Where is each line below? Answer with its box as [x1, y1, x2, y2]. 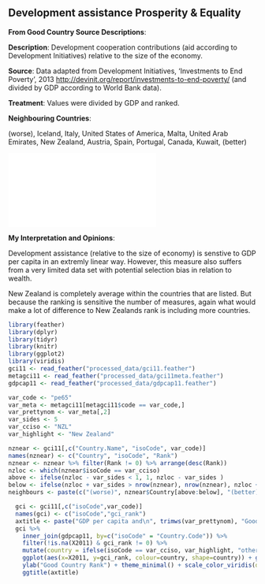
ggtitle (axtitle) [22, 568, 80, 576]
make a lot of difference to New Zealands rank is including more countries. [8, 305, 251, 314]
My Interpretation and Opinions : [8, 232, 116, 243]
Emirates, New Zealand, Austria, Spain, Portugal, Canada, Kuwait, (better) [8, 137, 247, 147]
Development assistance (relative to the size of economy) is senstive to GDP [8, 248, 256, 258]
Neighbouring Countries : [8, 113, 92, 123]
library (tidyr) [8, 335, 58, 344]
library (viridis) [8, 358, 65, 366]
